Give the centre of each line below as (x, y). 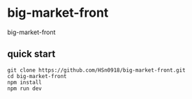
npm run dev (24, 89)
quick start (31, 54)
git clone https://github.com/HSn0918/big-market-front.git (97, 70)
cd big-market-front (37, 76)
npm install (24, 82)
